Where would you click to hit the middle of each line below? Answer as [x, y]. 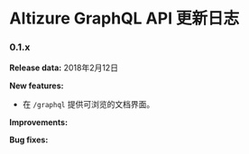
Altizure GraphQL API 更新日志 [124, 18]
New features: [37, 86]
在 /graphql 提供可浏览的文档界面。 [88, 104]
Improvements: [39, 122]
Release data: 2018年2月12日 [64, 68]
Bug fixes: [29, 140]
